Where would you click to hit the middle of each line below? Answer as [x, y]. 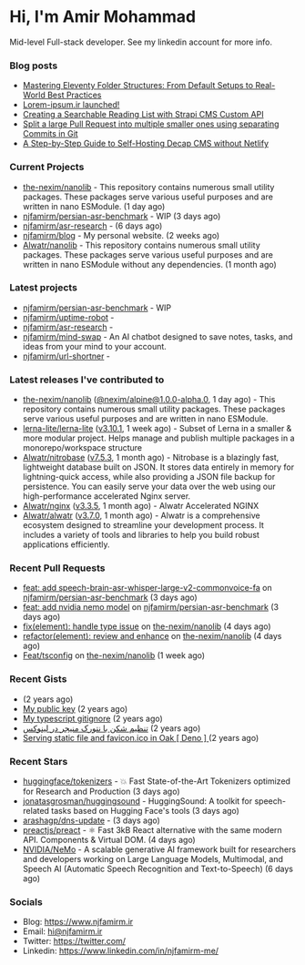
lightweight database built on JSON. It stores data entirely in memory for [158, 467]
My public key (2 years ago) [75, 708]
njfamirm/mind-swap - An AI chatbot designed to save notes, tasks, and [158, 336]
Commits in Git [51, 134]
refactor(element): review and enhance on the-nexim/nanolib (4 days [152, 636]
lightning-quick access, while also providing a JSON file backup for [149, 477]
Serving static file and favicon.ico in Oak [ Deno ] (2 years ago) [141, 737]
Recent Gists [38, 679]
